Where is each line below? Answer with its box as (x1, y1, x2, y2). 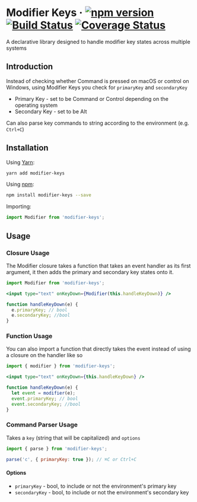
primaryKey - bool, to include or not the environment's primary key (14, 482, 177, 490)
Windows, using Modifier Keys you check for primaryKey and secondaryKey (6, 84, 188, 91)
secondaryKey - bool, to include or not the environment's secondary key (14, 488, 189, 495)
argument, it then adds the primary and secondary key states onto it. (6, 268, 174, 275)
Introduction (6, 62, 53, 72)
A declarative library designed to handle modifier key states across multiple (6, 38, 191, 45)
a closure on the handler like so (6, 352, 83, 359)
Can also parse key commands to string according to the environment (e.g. (6, 119, 189, 126)
